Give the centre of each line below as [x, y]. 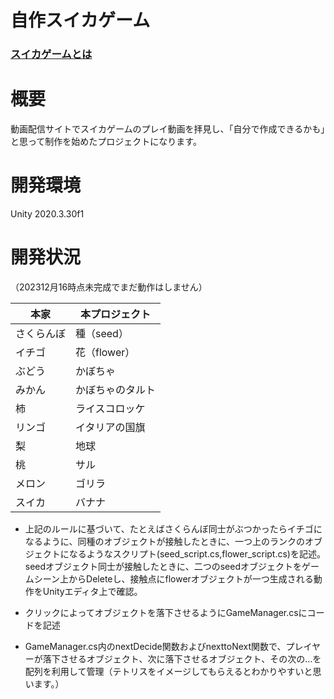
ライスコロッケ [110, 408]
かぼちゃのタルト [116, 389]
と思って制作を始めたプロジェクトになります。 [106, 142]
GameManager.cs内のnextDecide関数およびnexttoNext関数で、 [155, 646]
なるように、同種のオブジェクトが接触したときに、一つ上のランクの [164, 541]
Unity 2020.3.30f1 [47, 213]
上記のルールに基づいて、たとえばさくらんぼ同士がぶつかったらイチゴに [173, 528]
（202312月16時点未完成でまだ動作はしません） [109, 287]
